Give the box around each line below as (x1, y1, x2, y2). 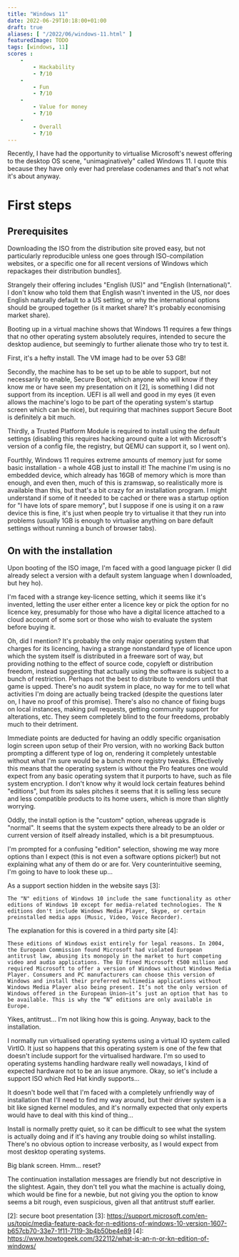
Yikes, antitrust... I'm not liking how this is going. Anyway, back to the (7, 1015, 210, 1024)
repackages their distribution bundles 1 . (7, 267, 122, 275)
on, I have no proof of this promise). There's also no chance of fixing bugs (7, 697, 226, 706)
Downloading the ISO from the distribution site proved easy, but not (7, 244, 205, 253)
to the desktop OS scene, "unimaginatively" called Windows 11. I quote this (7, 157, 227, 165)
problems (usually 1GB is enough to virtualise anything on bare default (7, 516, 214, 525)
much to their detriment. (7, 720, 78, 729)
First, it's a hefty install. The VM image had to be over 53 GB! (7, 354, 186, 362)
